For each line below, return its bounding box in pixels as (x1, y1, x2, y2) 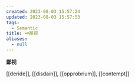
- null (11, 42, 28, 48)
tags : (6, 19, 19, 25)
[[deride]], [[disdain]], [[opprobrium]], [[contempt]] (6, 70, 130, 77)
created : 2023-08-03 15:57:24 (6, 8, 81, 15)
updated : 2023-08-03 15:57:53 (6, 14, 81, 20)
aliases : (6, 36, 28, 42)
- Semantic (11, 25, 38, 31)
